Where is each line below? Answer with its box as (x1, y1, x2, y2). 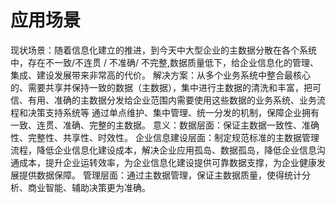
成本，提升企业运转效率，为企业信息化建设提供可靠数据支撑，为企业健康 (18, 156, 317, 168)
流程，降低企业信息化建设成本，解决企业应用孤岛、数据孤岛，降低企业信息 (10, 144, 317, 156)
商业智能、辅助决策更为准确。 (27, 181, 151, 193)
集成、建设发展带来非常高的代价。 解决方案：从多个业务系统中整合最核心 (10, 69, 311, 81)
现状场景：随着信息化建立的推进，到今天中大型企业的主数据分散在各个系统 (10, 44, 317, 56)
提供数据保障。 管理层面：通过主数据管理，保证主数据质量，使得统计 (18, 169, 302, 181)
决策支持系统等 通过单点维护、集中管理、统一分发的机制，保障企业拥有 (27, 106, 320, 118)
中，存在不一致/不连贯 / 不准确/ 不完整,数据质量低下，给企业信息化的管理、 (10, 56, 319, 68)
